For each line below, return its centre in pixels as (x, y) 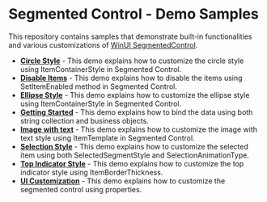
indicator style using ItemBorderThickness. (91, 172)
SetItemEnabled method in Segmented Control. (99, 86)
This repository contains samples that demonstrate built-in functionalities (130, 36)
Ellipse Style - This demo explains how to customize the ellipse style (135, 95)
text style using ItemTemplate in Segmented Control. (108, 137)
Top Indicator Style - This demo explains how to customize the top (132, 163)
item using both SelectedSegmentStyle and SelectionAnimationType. (134, 155)
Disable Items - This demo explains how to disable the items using (131, 78)
